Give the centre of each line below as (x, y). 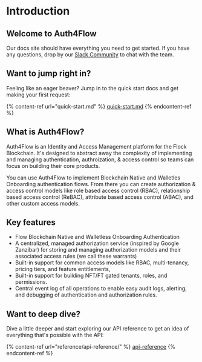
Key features (31, 223)
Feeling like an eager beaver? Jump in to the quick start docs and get (93, 88)
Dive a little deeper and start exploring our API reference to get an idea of (98, 329)
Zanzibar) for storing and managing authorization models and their (98, 250)
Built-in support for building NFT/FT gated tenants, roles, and (91, 276)
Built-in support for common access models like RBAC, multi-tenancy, (102, 263)
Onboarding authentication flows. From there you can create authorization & (101, 184)
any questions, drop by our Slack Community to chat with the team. (90, 55)
